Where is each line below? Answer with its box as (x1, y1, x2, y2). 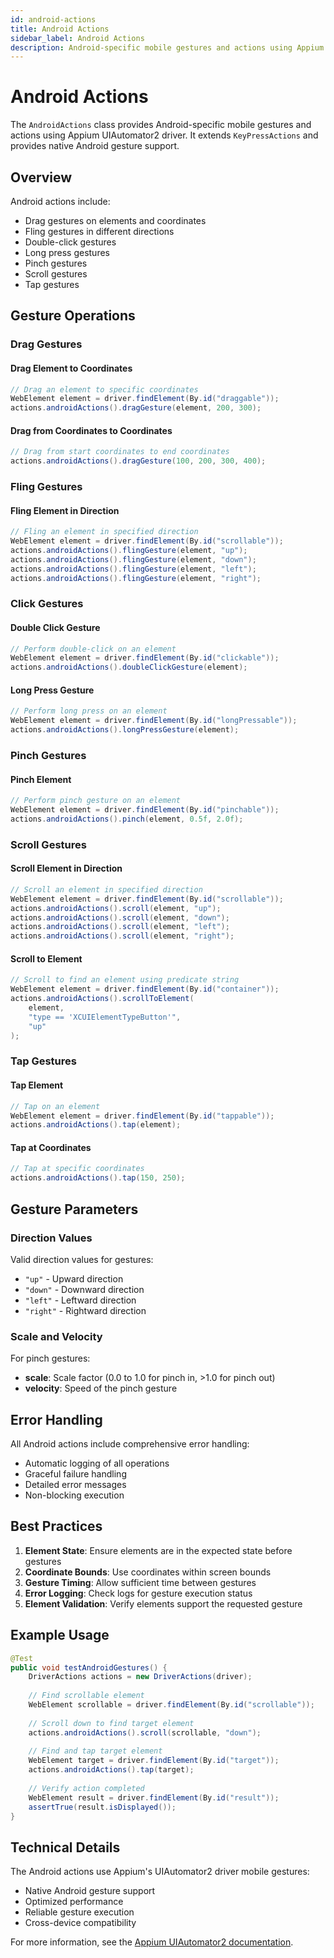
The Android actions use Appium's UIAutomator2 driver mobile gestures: (10, 1866, 310, 1878)
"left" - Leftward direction (24, 1294, 137, 1306)
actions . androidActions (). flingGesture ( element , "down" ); (10, 554, 257, 565)
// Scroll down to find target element (28, 1718, 195, 1728)
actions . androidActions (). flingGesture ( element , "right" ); (10, 573, 262, 583)
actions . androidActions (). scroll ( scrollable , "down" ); (28, 1727, 262, 1738)
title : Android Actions (10, 24, 110, 34)
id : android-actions (10, 14, 97, 25)
